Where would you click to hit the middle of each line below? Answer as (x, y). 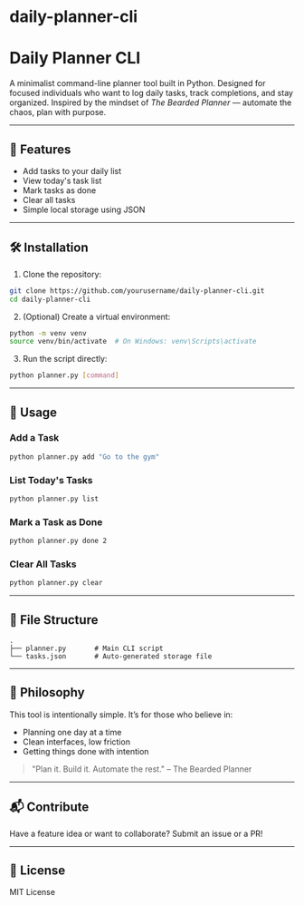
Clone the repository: (62, 274)
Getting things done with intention (85, 751)
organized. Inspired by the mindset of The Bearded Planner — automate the (151, 102)
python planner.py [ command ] (64, 375)
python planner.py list (54, 499)
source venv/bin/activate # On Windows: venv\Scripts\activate (133, 342)
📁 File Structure (54, 620)
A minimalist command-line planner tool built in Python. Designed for (138, 83)
